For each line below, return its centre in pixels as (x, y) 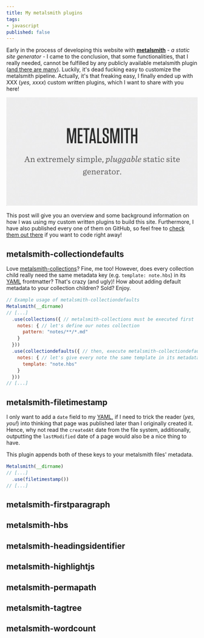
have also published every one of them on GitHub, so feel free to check (96, 229)
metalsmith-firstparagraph (58, 505)
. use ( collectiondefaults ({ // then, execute (69, 352)
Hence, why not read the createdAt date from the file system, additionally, (99, 430)
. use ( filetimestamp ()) (40, 479)
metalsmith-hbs (37, 525)
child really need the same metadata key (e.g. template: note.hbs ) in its (96, 275)
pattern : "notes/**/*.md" (55, 332)
